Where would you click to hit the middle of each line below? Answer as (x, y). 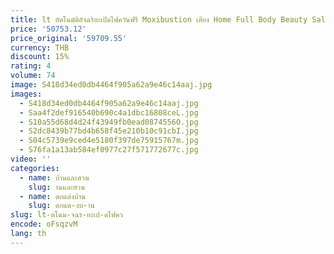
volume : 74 (33, 76)
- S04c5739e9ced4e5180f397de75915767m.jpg (109, 141)
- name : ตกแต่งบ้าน (53, 196)
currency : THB (40, 47)
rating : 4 (31, 66)
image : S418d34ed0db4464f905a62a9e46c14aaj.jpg (111, 85)
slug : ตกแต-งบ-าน (61, 206)
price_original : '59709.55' (69, 38)
